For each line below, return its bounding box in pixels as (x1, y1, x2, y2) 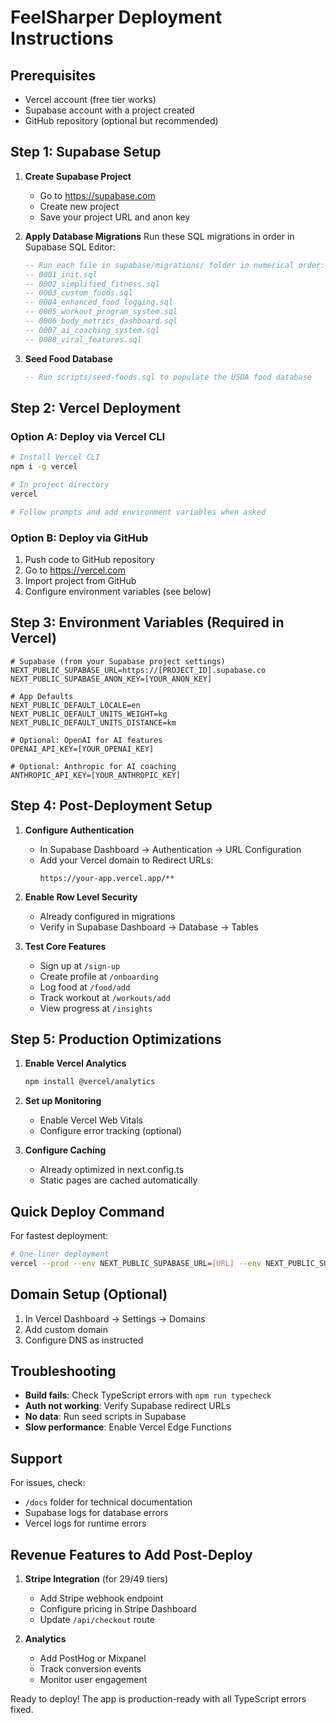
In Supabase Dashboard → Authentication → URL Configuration (39, 843, 302, 855)
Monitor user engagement (39, 1674, 148, 1686)
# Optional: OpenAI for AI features (10, 735, 163, 745)
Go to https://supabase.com (39, 189, 156, 201)
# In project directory (10, 480, 110, 490)
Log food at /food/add (39, 981, 131, 993)
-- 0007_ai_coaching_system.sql (24, 325, 160, 335)
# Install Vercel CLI (10, 452, 101, 463)
